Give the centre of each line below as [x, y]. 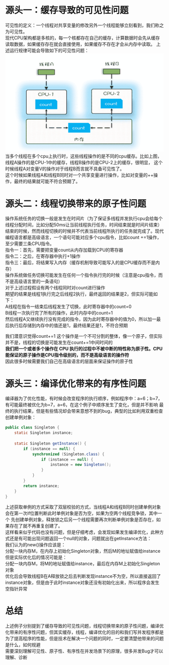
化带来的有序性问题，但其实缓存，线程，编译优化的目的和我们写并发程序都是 [84, 632]
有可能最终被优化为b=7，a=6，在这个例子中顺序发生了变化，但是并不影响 [82, 405]
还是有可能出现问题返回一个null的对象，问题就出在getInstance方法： [80, 538]
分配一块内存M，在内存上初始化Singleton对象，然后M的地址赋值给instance [83, 551]
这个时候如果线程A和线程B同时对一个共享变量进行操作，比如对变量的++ [79, 175]
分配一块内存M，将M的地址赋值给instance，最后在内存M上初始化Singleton [82, 563]
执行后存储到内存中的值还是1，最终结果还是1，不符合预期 [69, 326]
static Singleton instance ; [44, 433]
